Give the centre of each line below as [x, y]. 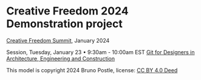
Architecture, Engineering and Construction [61, 58]
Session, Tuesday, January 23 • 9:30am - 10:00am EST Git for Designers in [101, 52]
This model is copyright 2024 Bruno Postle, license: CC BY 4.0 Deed [92, 70]
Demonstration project [64, 24]
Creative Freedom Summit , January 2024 [58, 40]
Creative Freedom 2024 [67, 11]
